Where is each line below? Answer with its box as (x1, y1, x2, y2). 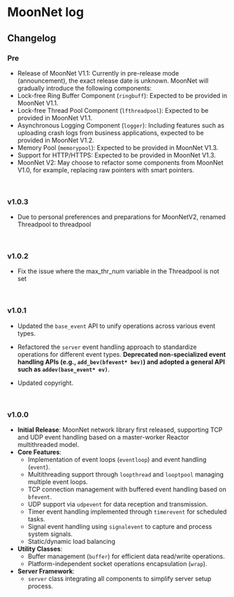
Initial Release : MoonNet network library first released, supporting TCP (17, 425, 223, 434)
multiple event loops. (27, 478, 89, 486)
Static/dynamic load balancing (27, 537, 115, 546)
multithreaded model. (17, 441, 80, 449)
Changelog (7, 32, 57, 44)
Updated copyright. (17, 378, 74, 387)
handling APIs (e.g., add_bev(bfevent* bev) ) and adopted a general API (17, 357, 226, 366)
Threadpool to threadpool (17, 220, 92, 228)
